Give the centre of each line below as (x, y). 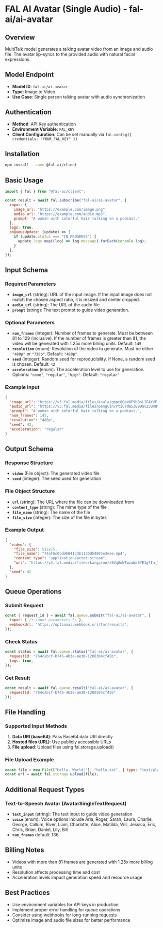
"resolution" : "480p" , (32, 420)
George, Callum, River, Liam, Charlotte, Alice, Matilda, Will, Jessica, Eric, (84, 825)
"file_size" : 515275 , (35, 549)
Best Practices (27, 893)
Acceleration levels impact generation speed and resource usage (77, 877)
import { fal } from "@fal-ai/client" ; (45, 192)
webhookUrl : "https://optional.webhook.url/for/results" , (69, 625)
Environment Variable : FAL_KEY (43, 129)
